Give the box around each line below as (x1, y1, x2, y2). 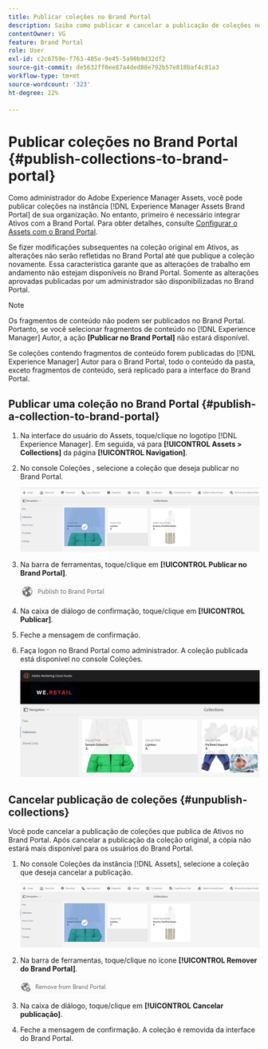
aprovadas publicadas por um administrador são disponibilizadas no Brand (8, 277, 254, 286)
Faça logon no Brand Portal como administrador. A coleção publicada (19, 645, 249, 655)
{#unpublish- (179, 792, 248, 807)
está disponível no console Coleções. (19, 654, 144, 664)
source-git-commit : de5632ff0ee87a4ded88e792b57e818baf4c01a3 (8, 64, 219, 72)
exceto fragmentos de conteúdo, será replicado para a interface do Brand (8, 365, 251, 375)
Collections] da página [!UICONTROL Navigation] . (19, 448, 188, 457)
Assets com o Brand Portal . (8, 227, 98, 237)
